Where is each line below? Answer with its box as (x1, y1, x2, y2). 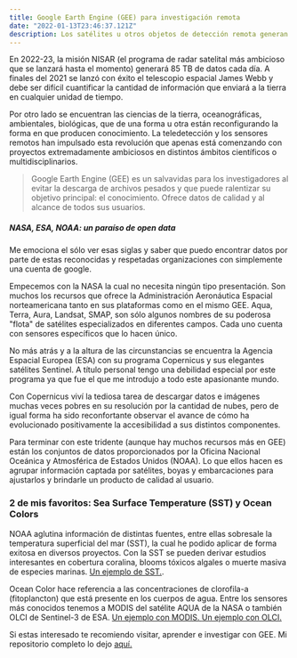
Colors (9, 508, 39, 521)
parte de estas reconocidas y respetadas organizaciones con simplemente (9, 255, 283, 265)
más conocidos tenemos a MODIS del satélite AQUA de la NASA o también (9, 602, 283, 613)
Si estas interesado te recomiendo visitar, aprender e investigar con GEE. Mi (9, 629, 287, 639)
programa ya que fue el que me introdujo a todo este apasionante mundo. (9, 374, 279, 385)
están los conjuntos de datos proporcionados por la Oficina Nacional (9, 446, 261, 457)
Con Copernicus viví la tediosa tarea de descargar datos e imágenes (9, 391, 261, 402)
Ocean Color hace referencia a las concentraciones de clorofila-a (9, 583, 249, 594)
